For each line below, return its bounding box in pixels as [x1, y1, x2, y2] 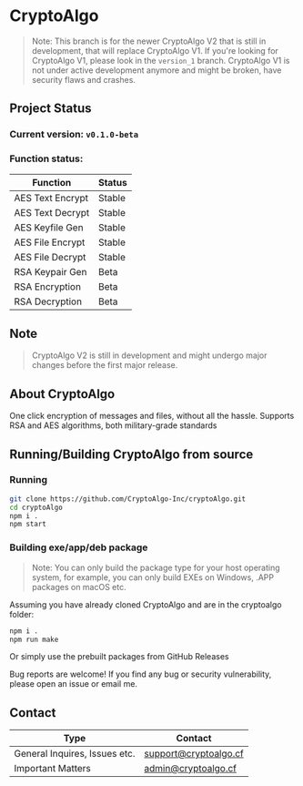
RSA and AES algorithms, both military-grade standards [9, 420, 217, 431]
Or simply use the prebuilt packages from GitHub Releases [9, 651, 229, 662]
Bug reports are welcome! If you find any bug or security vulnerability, [9, 669, 272, 679]
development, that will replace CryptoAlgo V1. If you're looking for [31, 45, 279, 56]
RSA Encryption [14, 280, 82, 292]
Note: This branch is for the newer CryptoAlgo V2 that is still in [31, 36, 267, 46]
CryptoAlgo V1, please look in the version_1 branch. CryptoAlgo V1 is [31, 55, 290, 66]
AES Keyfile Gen [14, 220, 84, 233]
